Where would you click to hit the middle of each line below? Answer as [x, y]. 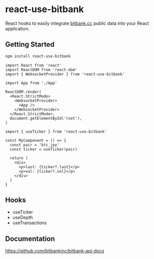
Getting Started [30, 45]
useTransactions [29, 223]
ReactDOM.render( [23, 92]
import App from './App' [31, 83]
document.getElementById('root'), [46, 118]
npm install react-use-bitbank [38, 56]
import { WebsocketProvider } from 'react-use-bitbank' [65, 74]
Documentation [30, 239]
